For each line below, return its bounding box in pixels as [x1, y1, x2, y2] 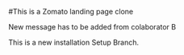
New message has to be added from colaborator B [8, 22, 176, 31]
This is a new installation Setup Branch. [8, 37, 140, 47]
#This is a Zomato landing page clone [8, 7, 134, 16]
